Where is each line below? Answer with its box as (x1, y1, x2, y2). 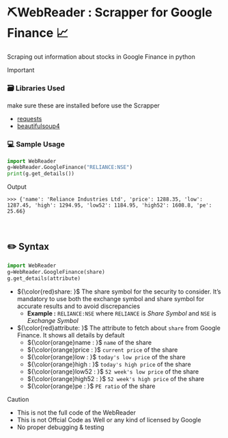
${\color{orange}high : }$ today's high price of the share (27, 360, 191, 368)
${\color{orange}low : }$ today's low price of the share (27, 352, 186, 361)
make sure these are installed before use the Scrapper (7, 101, 160, 109)
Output (7, 183, 27, 191)
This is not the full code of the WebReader (16, 408, 137, 417)
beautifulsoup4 (16, 122, 60, 130)
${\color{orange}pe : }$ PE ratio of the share (27, 382, 156, 390)
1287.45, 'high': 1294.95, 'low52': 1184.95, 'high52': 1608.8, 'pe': (7, 202, 212, 209)
